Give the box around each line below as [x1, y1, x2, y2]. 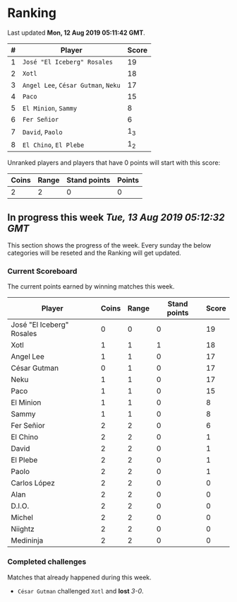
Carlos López [11, 478, 55, 488]
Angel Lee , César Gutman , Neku [22, 80, 121, 90]
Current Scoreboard [7, 267, 78, 277]
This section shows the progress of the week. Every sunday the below [7, 241, 212, 250]
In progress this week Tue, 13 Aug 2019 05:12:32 [7, 211, 225, 224]
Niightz [11, 524, 35, 534]
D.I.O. [11, 501, 30, 511]
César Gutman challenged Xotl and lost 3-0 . [17, 586, 144, 595]
